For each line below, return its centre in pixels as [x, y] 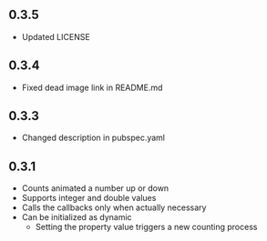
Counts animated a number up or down [95, 188]
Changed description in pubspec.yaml [93, 138]
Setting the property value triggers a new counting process [146, 227]
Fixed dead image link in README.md [92, 87]
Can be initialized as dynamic [77, 217]
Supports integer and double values [89, 198]
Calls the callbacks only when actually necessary [114, 207]
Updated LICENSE [56, 36]
